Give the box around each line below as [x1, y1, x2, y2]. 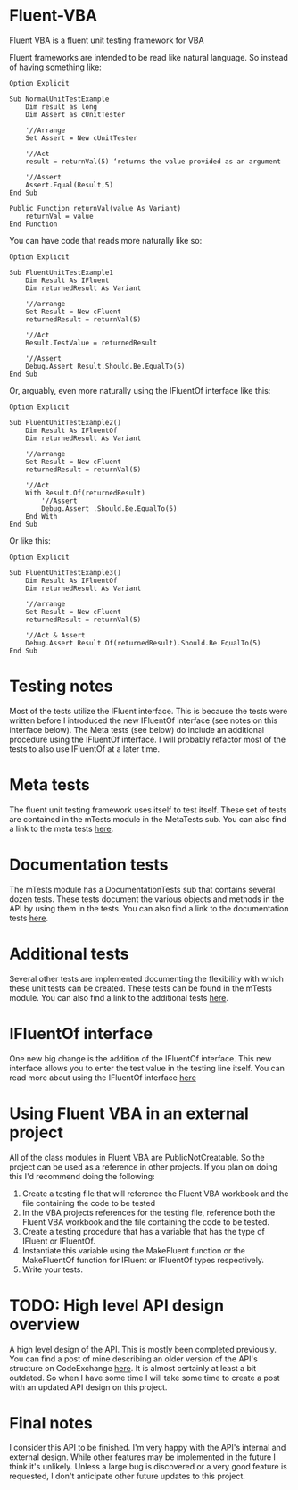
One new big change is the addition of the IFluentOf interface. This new [9, 1053, 272, 1063]
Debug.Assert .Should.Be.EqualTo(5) [41, 504, 178, 513]
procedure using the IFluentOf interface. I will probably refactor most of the [9, 734, 286, 745]
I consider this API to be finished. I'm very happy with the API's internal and [9, 1443, 286, 1453]
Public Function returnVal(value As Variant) [9, 204, 181, 212]
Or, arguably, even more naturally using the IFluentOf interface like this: [9, 385, 271, 395]
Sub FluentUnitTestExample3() [9, 568, 122, 577]
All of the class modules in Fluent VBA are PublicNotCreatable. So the [9, 1152, 265, 1162]
